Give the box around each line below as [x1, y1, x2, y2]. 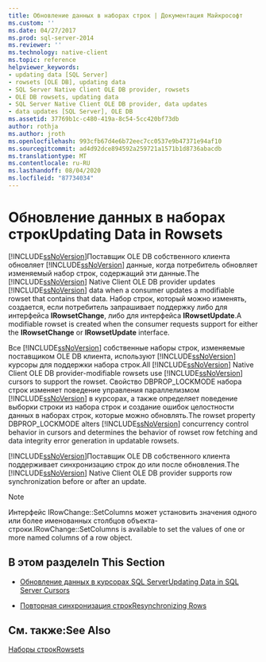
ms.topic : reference [8, 56, 77, 64]
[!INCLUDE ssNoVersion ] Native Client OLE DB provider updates [8, 277, 216, 286]
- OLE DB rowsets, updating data [8, 93, 119, 101]
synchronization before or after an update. [8, 476, 147, 486]
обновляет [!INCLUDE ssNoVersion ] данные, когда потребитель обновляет [8, 260, 258, 269]
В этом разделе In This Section [8, 556, 165, 569]
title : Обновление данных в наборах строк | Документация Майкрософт [8, 11, 244, 20]
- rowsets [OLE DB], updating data [8, 78, 126, 86]
